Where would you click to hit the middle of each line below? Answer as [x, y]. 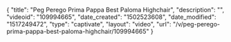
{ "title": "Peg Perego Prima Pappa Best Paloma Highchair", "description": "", [115, 10]
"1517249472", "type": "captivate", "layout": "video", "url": [89, 24]
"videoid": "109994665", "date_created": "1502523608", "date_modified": [111, 17]
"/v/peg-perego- [196, 24]
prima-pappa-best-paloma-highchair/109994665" [78, 31]
